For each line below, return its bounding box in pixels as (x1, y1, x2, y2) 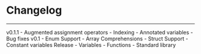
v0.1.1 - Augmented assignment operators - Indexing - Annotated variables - (6, 28, 193, 36)
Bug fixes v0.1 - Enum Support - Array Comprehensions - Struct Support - (6, 35, 188, 42)
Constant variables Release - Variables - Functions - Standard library (6, 41, 176, 48)
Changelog (6, 4, 62, 17)
